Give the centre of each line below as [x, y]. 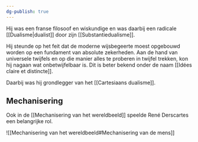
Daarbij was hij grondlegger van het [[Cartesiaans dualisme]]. [81, 82]
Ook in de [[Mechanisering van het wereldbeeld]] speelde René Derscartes [98, 115]
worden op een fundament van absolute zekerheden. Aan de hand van [92, 52]
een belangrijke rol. [30, 121]
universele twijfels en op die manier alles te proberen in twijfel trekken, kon [97, 58]
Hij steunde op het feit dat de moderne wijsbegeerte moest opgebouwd [93, 46]
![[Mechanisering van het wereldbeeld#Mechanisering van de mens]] [90, 133]
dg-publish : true [27, 11]
